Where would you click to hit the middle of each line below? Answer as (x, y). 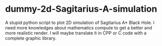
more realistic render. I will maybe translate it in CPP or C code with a (76, 33)
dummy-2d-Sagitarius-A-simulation (81, 9)
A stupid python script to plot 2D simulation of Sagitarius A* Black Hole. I (80, 23)
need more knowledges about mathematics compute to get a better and (79, 27)
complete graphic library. (31, 38)
